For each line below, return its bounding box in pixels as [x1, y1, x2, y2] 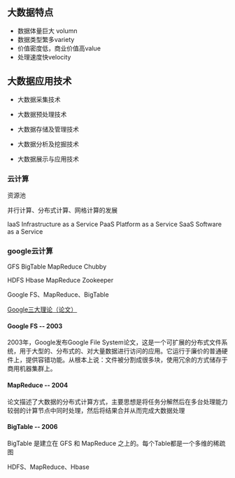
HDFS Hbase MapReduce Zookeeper [7, 276, 114, 285]
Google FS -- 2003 [7, 321, 63, 330]
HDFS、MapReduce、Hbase [7, 463, 90, 471]
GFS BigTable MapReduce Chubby [7, 262, 107, 271]
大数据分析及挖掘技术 [17, 139, 79, 148]
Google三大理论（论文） [7, 305, 78, 314]
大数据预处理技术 [17, 110, 67, 118]
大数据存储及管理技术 [17, 125, 79, 133]
